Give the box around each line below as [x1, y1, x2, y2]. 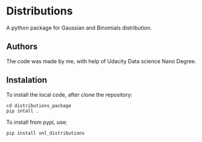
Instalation [6, 75, 47, 85]
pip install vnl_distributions [6, 130, 85, 136]
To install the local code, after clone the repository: [6, 91, 133, 98]
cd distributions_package [6, 102, 71, 109]
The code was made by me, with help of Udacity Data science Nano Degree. [6, 57, 197, 64]
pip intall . [6, 108, 39, 114]
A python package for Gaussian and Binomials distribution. [6, 24, 152, 31]
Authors [6, 42, 38, 52]
